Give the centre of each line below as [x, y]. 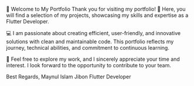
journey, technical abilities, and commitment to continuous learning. [88, 48]
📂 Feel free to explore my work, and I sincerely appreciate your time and [93, 59]
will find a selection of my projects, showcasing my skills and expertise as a [97, 15]
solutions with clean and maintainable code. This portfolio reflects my [90, 42]
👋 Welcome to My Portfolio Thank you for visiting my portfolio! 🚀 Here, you [96, 9]
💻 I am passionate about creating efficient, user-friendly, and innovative [93, 33]
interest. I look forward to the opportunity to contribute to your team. [89, 65]
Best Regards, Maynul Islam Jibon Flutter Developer [69, 77]
